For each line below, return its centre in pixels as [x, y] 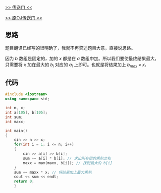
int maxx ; [15, 122]
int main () [16, 130]
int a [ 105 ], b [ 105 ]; [27, 113]
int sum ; [14, 117]
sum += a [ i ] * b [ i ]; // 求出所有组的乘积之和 [67, 158]
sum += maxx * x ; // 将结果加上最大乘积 [53, 172]
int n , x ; [15, 108]
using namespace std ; [27, 99]
